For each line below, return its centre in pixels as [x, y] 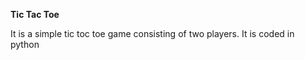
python [25, 44]
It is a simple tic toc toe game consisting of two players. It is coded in [152, 33]
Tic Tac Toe [35, 14]
